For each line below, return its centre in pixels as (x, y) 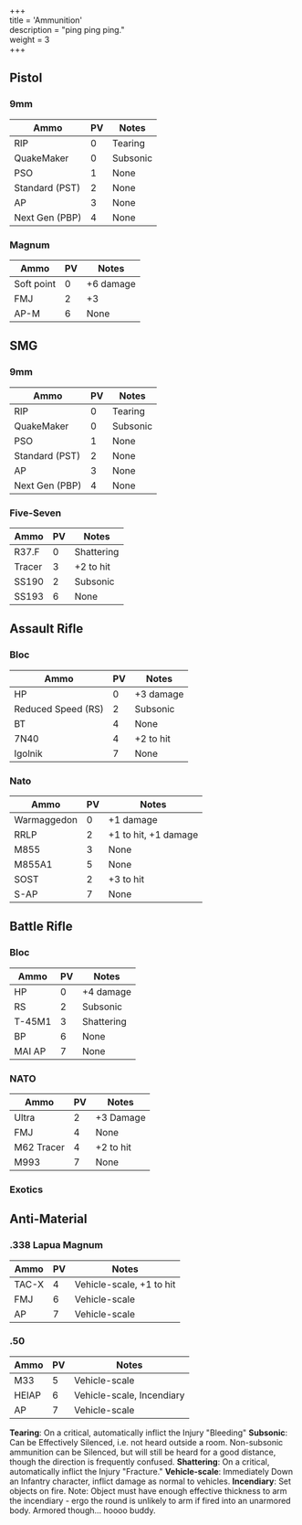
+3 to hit (126, 879)
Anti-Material (48, 1219)
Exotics (26, 1189)
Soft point (35, 283)
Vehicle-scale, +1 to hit (125, 1284)
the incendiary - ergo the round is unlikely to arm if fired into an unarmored (150, 1500)
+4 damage (107, 991)
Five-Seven (36, 513)
